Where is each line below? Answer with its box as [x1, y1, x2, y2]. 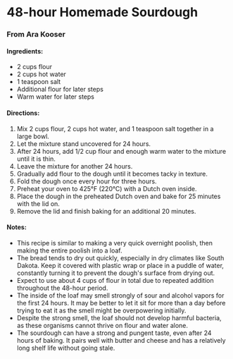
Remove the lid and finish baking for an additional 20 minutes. [16, 207, 196, 215]
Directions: [6, 109, 40, 117]
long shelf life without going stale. [16, 343, 115, 352]
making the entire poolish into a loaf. [16, 246, 122, 255]
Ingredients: [6, 47, 44, 55]
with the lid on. [16, 199, 61, 208]
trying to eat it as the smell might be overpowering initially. [16, 306, 187, 315]
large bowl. [16, 132, 50, 140]
